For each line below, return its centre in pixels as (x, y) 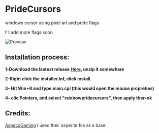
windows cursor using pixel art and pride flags (52, 23)
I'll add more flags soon (29, 32)
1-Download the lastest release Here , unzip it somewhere (65, 69)
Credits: (18, 114)
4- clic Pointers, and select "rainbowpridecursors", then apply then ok (79, 98)
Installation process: (37, 57)
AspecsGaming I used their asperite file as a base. (56, 125)
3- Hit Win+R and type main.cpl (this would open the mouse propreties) (79, 88)
